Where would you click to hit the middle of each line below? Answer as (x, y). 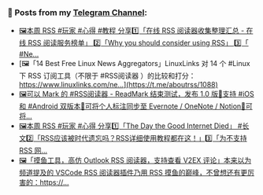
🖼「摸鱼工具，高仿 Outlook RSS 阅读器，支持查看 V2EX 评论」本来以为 (135, 160)
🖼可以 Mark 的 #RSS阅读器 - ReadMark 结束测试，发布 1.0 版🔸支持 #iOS (136, 94)
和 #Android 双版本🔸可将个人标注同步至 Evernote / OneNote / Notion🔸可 (135, 106)
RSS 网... (33, 151)
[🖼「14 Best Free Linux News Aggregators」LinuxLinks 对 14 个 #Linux (134, 64)
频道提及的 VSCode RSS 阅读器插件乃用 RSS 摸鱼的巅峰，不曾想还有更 (133, 173)
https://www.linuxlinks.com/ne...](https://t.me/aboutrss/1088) (118, 85)
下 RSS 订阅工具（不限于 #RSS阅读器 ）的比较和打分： (107, 76)
